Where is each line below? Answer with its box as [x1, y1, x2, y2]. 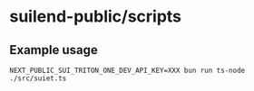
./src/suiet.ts [9, 74, 67, 83]
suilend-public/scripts [9, 6, 182, 27]
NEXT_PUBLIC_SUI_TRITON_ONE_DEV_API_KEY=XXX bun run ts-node [9, 66, 246, 75]
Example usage [9, 42, 98, 58]
